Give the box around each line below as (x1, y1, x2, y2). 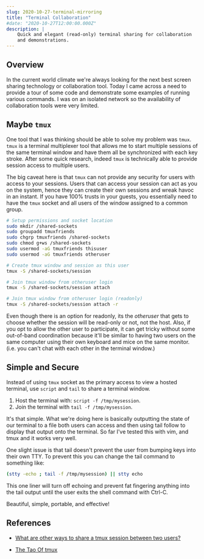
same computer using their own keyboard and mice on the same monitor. (6, 339, 190, 345)
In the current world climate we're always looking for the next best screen (6, 76, 191, 83)
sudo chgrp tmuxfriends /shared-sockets (6, 234, 111, 241)
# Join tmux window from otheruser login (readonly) (6, 296, 143, 302)
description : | (6, 26, 45, 32)
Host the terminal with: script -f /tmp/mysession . (15, 396, 141, 404)
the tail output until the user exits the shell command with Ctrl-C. (6, 488, 169, 496)
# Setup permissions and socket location (6, 217, 113, 223)
